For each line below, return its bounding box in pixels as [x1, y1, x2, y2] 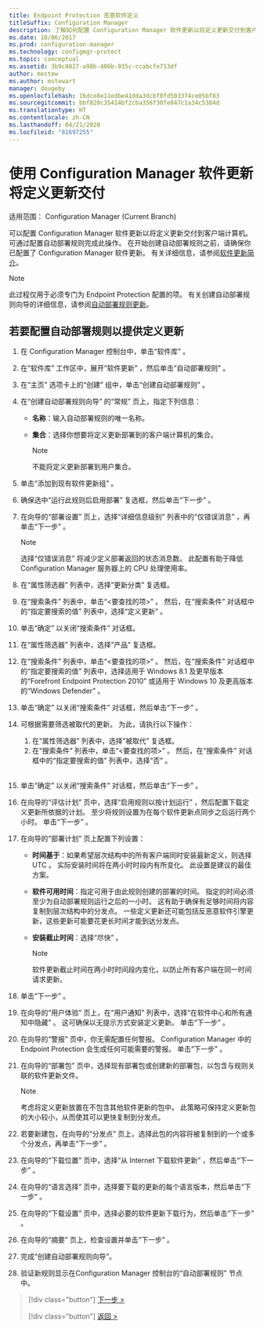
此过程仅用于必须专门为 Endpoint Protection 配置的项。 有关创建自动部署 [9, 290, 244, 299]
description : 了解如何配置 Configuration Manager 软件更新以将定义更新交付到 [9, 26, 246, 34]
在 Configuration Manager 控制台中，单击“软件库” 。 [20, 347, 190, 356]
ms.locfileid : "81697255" [9, 128, 93, 136]
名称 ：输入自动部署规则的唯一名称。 [31, 414, 150, 423]
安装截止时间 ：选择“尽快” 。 [31, 933, 123, 943]
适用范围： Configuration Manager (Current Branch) [9, 211, 177, 221]
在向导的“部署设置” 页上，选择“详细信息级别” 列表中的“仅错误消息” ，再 [20, 512, 251, 522]
